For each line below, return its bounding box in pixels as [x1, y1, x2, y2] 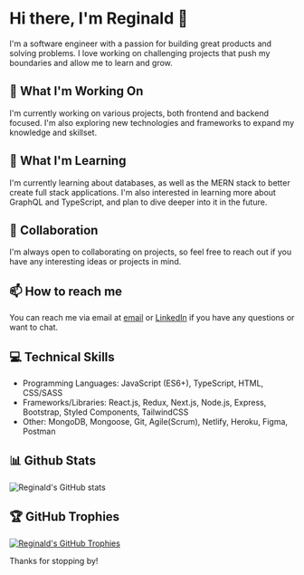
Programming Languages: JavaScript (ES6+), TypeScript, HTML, [22, 378, 264, 388]
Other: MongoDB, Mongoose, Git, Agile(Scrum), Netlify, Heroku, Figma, [22, 417, 288, 426]
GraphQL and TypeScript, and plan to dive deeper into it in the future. [9, 196, 268, 207]
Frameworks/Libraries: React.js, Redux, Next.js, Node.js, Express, [22, 398, 267, 407]
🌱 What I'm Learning [9, 153, 127, 168]
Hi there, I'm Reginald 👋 [9, 8, 188, 29]
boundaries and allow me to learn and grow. [9, 57, 174, 68]
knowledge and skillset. [9, 127, 98, 138]
